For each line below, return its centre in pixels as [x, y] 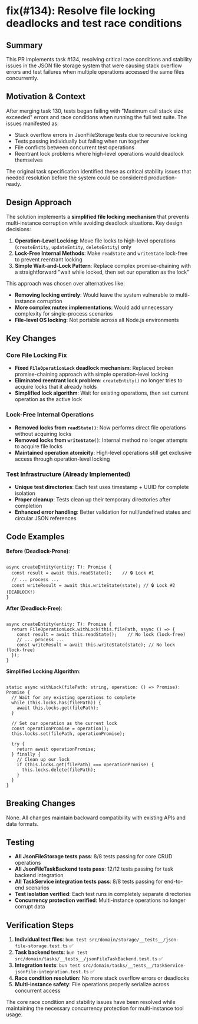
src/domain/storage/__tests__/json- [134, 940]
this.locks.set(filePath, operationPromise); [68, 733]
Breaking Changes [41, 803]
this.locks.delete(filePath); [59, 770]
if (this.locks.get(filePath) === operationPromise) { [85, 764]
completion [28, 506]
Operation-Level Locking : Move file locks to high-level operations [95, 241]
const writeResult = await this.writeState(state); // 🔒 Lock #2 [93, 585]
